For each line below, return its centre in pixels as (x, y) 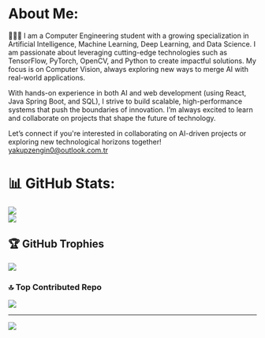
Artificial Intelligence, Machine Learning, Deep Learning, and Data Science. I (132, 43)
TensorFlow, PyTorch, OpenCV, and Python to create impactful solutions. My (132, 61)
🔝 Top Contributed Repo (55, 287)
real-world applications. (47, 77)
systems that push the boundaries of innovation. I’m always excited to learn (131, 109)
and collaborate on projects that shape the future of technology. (112, 118)
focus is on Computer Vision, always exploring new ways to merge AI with (128, 69)
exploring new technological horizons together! (85, 141)
